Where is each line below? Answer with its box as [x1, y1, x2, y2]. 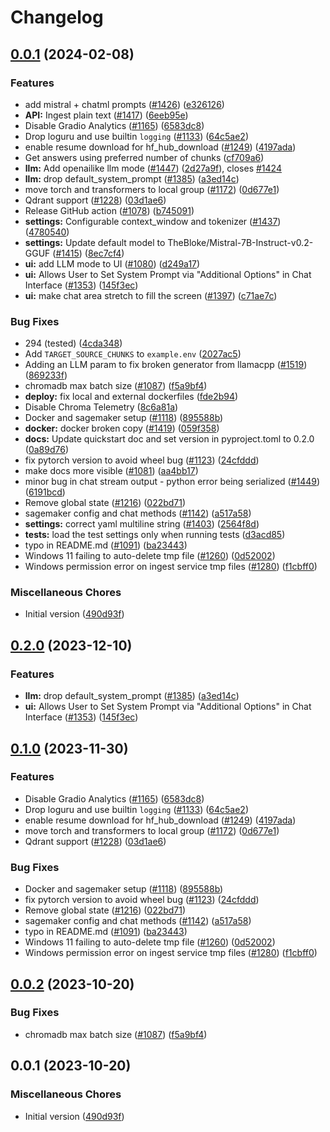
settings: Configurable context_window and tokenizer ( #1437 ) [24, 215, 282, 227]
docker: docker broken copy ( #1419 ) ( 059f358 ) [24, 422, 220, 435]
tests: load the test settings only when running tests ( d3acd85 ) [24, 529, 286, 541]
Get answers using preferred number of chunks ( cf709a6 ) [24, 151, 265, 163]
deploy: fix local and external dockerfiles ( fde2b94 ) [24, 391, 239, 403]
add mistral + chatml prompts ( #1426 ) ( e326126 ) [24, 98, 225, 110]
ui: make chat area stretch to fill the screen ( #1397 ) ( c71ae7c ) [24, 289, 278, 301]
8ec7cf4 [87, 247, 122, 259]
